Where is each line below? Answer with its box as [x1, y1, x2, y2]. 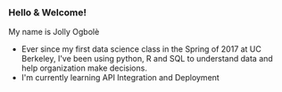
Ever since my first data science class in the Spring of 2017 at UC [21, 44, 262, 54]
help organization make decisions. [21, 63, 148, 73]
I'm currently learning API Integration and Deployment [21, 72, 220, 83]
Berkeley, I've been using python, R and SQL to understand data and [21, 54, 273, 64]
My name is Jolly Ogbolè [8, 27, 100, 38]
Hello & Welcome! [8, 6, 87, 19]
